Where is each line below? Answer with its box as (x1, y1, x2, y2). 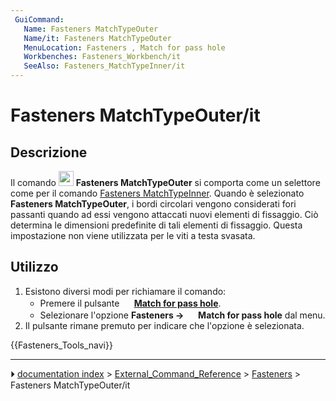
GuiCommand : (14, 14, 65, 25)
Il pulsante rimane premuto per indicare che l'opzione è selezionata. (24, 319, 305, 331)
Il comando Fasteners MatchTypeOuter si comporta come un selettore (10, 177, 321, 188)
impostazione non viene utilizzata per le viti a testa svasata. (10, 230, 256, 241)
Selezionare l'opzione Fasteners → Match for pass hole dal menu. (39, 309, 326, 321)
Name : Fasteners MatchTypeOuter (23, 24, 159, 34)
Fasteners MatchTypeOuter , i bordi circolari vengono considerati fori (10, 198, 297, 210)
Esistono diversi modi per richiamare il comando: (24, 285, 227, 297)
